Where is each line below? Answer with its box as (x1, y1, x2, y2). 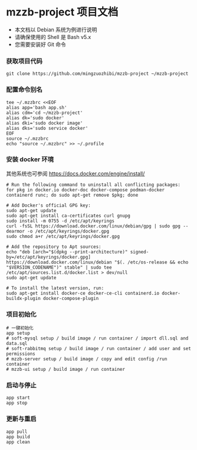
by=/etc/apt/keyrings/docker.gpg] (6, 254, 91, 260)
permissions (6, 351, 35, 357)
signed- (130, 249, 149, 255)
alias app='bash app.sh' (6, 105, 67, 110)
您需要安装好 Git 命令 (14, 41, 67, 48)
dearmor (6, 228, 25, 234)
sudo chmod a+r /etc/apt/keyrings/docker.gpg (6, 233, 120, 239)
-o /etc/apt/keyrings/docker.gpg (27, 228, 110, 234)
